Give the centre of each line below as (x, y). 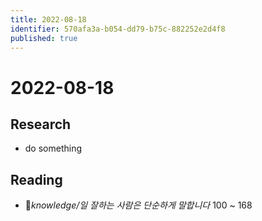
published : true (44, 38)
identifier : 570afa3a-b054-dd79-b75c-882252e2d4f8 (118, 29)
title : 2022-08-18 (48, 19)
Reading (36, 179)
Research (41, 124)
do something (53, 148)
